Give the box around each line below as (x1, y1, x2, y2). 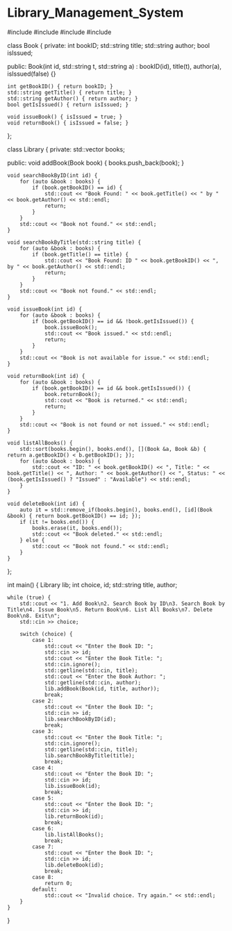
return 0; (44, 880, 73, 887)
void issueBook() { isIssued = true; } (7, 113, 123, 120)
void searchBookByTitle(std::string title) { (7, 238, 141, 246)
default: (32, 886, 58, 893)
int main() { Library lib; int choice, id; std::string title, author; (7, 580, 178, 588)
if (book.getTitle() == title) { (32, 251, 129, 258)
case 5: (32, 794, 54, 802)
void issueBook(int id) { (7, 306, 82, 313)
